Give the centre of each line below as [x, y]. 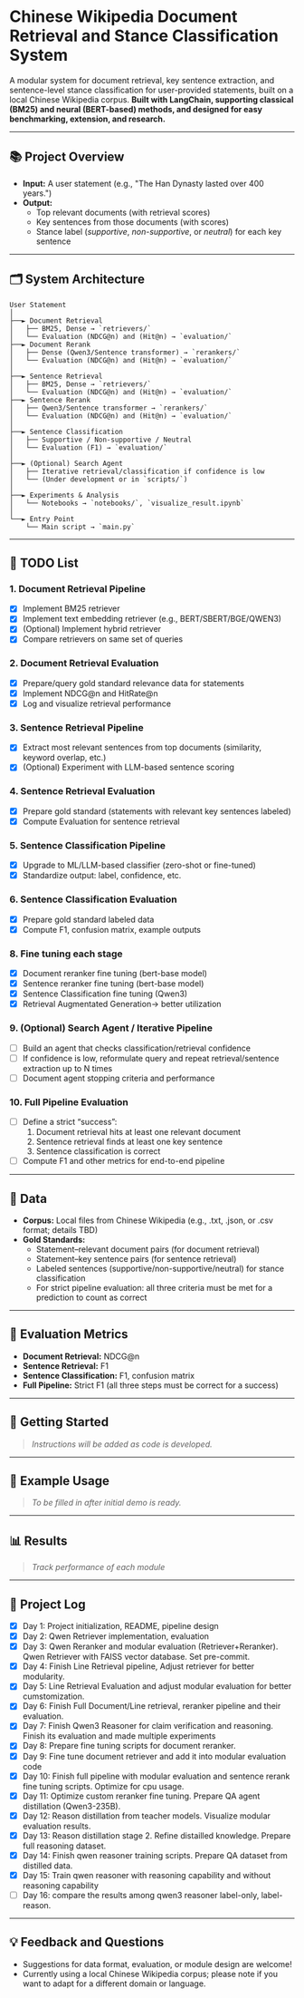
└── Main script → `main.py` [81, 527]
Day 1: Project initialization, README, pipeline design [120, 1626]
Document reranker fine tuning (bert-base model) [115, 973]
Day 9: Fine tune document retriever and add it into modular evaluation [154, 1756]
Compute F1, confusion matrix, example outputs [112, 929]
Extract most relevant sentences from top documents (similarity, [142, 747]
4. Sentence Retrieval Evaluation [82, 791]
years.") [37, 193]
